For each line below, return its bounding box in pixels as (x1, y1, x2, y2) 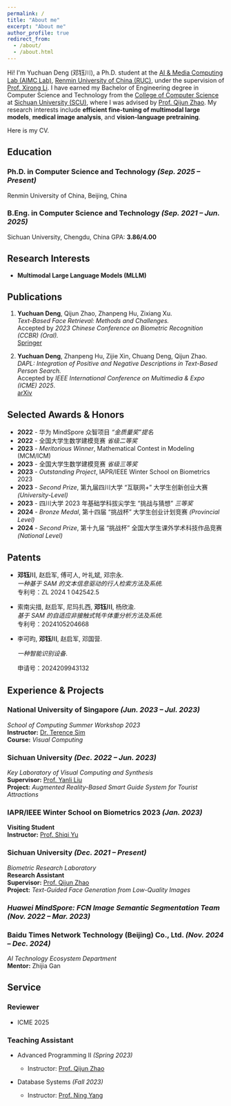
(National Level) (17, 532, 63, 540)
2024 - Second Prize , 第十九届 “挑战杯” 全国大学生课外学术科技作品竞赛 (17, 524, 223, 532)
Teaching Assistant (7, 1035, 74, 1045)
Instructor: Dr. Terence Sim (7, 728, 86, 736)
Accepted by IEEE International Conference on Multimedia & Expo (17, 374, 205, 382)
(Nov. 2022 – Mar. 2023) (7, 911, 91, 921)
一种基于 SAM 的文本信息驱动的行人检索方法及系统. (17, 579, 163, 588)
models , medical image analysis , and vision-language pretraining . (7, 113, 201, 121)
